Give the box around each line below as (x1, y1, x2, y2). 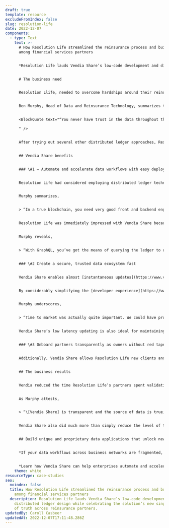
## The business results (18, 369, 71, 374)
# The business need (18, 77, 62, 82)
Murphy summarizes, (18, 193, 59, 199)
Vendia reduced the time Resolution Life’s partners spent (18, 382, 145, 388)
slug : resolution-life (5, 21, 53, 27)
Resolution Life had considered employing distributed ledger (18, 180, 152, 185)
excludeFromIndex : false (5, 17, 57, 22)
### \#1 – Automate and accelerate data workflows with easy (18, 167, 150, 172)
